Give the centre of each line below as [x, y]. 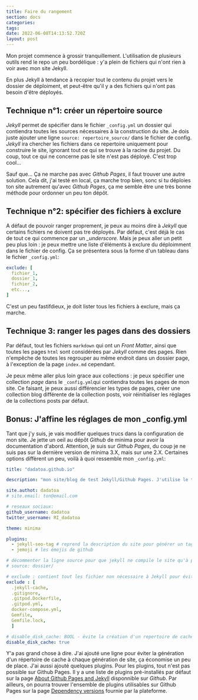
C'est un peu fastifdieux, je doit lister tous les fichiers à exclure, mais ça [93, 306]
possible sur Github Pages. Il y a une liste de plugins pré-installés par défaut [99, 672]
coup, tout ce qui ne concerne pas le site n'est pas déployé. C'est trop [91, 156]
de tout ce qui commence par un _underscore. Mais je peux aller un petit [94, 238]
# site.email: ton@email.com [42, 496]
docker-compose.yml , [37, 610]
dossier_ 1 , [25, 279]
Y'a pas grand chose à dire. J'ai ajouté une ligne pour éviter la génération [95, 653]
